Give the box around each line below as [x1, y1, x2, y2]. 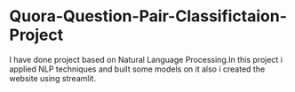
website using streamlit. [9, 73, 96, 83]
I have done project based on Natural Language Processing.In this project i [9, 54, 283, 65]
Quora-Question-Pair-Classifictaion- [9, 6, 287, 27]
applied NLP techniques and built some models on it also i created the [9, 64, 266, 74]
